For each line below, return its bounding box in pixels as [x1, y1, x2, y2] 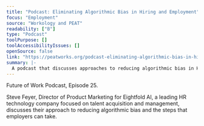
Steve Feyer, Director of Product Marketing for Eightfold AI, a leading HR [6, 93, 187, 101]
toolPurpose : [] [6, 37, 47, 43]
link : [6, 54, 20, 60]
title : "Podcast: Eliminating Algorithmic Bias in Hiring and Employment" [6, 8, 200, 15]
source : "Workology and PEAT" [6, 20, 83, 26]
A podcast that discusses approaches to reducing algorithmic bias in [12, 65, 194, 71]
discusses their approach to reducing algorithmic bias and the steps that [6, 107, 188, 114]
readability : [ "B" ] [6, 25, 56, 32]
